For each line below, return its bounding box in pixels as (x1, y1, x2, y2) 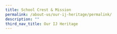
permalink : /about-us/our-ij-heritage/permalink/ (5, 12, 112, 17)
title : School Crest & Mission (5, 7, 71, 12)
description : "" (5, 16, 40, 21)
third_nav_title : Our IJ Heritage (5, 21, 79, 26)
